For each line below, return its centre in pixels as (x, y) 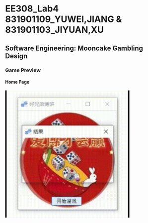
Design (16, 56)
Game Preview (23, 70)
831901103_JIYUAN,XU (55, 30)
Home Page (17, 82)
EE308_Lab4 (32, 9)
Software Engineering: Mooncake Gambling (74, 48)
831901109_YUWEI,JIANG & (64, 19)
